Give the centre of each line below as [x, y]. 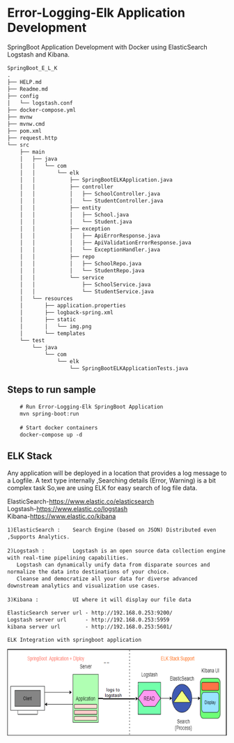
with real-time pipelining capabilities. [68, 558]
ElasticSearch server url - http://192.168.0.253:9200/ [90, 612]
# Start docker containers [59, 427]
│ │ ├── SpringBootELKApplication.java [96, 179]
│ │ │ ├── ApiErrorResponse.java [90, 235]
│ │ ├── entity [60, 207]
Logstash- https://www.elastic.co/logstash [67, 508]
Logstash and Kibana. [38, 54]
